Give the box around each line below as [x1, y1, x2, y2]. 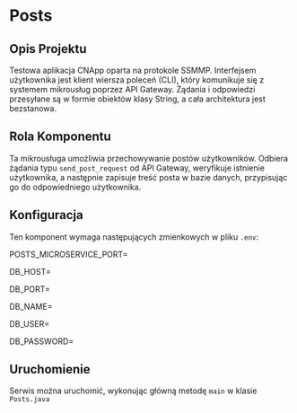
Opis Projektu [9, 41, 87, 57]
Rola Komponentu [9, 129, 112, 145]
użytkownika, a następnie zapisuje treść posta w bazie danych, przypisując [9, 171, 288, 182]
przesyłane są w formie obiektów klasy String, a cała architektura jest [9, 93, 266, 104]
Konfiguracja [9, 207, 83, 223]
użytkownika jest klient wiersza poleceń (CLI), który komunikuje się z [9, 75, 265, 85]
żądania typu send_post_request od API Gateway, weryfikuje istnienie [9, 163, 265, 173]
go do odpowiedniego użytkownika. [9, 181, 142, 192]
